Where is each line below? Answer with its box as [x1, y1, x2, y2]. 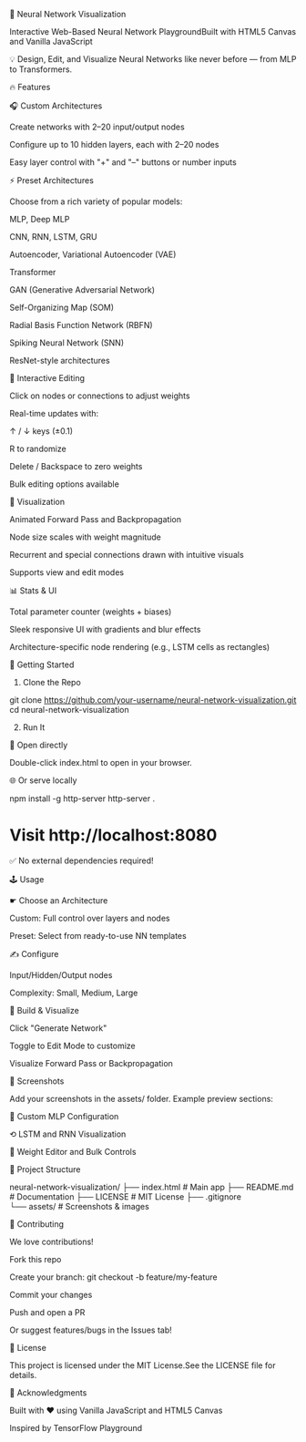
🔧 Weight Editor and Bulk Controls [9, 1146, 137, 1157]
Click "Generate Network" [9, 1022, 107, 1034]
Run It [22, 722, 46, 733]
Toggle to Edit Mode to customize [9, 1040, 137, 1051]
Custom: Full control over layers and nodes [9, 912, 170, 923]
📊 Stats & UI [9, 585, 57, 596]
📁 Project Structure [9, 1163, 81, 1175]
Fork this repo [9, 1253, 62, 1264]
